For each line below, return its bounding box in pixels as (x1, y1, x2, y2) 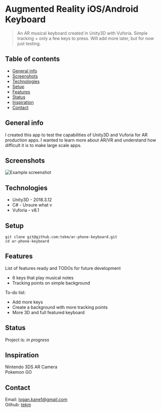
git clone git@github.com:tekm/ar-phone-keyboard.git (5, 235, 118, 239)
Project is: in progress (5, 337, 50, 343)
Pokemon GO (5, 369, 32, 375)
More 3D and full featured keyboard (12, 309, 85, 315)
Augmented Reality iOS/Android (5, 3, 139, 15)
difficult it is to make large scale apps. (5, 142, 82, 148)
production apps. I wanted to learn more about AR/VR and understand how (5, 137, 156, 143)
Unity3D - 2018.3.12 (12, 197, 53, 203)
